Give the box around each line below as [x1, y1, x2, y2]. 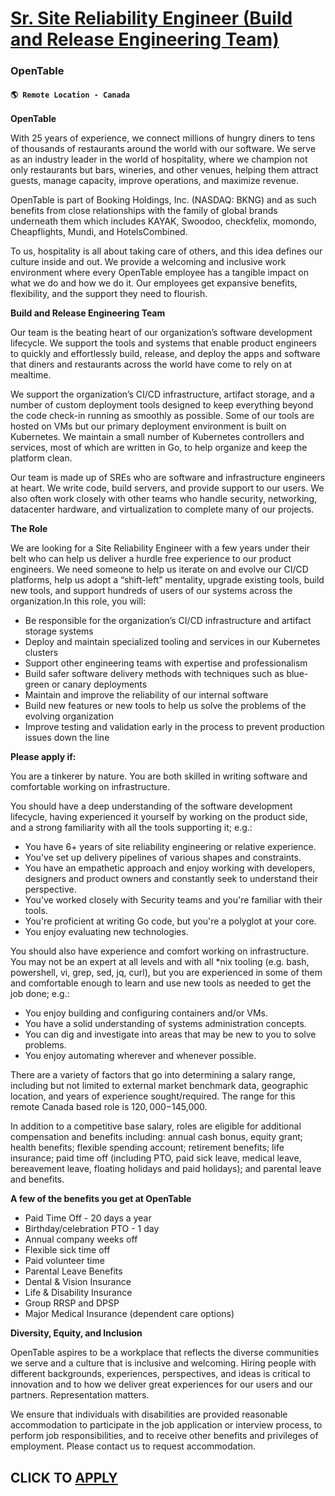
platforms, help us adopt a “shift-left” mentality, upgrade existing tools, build [10, 574, 325, 586]
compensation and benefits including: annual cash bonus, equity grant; [10, 1131, 303, 1143]
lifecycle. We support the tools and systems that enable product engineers [10, 337, 317, 349]
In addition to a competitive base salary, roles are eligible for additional [10, 1120, 302, 1132]
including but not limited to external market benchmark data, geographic [10, 1080, 309, 1092]
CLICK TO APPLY [10, 1469, 118, 1486]
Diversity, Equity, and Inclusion [10, 1327, 143, 1339]
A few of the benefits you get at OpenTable [10, 1193, 192, 1205]
